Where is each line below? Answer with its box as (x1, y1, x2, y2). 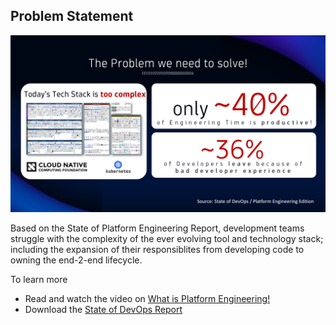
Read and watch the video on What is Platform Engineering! (24, 293, 271, 305)
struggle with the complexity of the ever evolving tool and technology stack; (10, 233, 324, 245)
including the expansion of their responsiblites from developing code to (10, 244, 305, 256)
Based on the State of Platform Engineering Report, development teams (10, 222, 305, 234)
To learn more (10, 274, 68, 286)
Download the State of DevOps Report (24, 304, 183, 316)
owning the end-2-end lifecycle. (10, 254, 143, 266)
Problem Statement (10, 8, 134, 25)
